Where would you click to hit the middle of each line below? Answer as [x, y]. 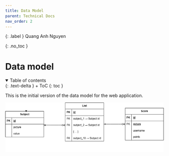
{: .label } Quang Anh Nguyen [36, 36]
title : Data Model [24, 11]
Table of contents [28, 80]
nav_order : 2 [19, 21]
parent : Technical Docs [30, 16]
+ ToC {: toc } [49, 86]
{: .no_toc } [17, 46]
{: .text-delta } [20, 86]
